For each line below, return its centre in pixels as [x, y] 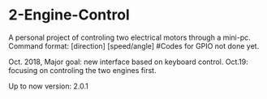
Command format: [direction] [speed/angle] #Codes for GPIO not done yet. [134, 45]
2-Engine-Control [69, 15]
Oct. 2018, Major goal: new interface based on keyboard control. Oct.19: [129, 62]
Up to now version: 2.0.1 [49, 86]
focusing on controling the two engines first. [82, 70]
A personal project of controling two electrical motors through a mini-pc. [130, 37]
